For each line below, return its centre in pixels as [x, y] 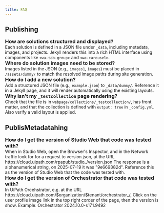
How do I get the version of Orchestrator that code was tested [80, 178]
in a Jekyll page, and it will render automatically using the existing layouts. [80, 90]
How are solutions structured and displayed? [59, 42]
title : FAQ [16, 10]
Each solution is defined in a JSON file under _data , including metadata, [77, 47]
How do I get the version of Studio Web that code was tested [78, 140]
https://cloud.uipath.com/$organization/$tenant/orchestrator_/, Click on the [81, 195]
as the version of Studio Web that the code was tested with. [65, 172]
